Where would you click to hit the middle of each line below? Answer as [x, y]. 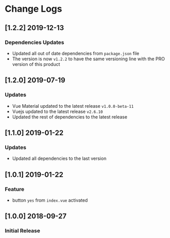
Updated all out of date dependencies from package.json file [76, 53]
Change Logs [33, 9]
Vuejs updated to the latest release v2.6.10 [57, 111]
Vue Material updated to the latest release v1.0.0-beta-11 [73, 106]
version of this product [36, 64]
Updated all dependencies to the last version [59, 158]
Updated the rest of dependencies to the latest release [70, 117]
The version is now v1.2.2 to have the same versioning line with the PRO [89, 59]
